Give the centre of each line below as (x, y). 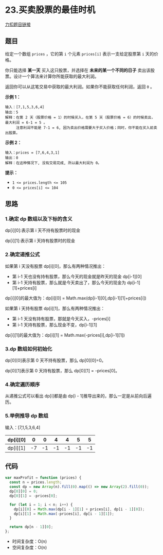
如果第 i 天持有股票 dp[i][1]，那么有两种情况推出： (55, 308)
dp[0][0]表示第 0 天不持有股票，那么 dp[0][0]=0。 (55, 361)
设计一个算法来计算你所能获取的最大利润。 (56, 76)
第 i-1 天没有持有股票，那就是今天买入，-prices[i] (61, 318)
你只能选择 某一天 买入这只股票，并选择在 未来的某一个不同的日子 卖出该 (78, 70)
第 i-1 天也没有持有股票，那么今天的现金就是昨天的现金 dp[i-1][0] (77, 276)
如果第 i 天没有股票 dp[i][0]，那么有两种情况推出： (55, 266)
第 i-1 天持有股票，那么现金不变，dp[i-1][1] (54, 325)
